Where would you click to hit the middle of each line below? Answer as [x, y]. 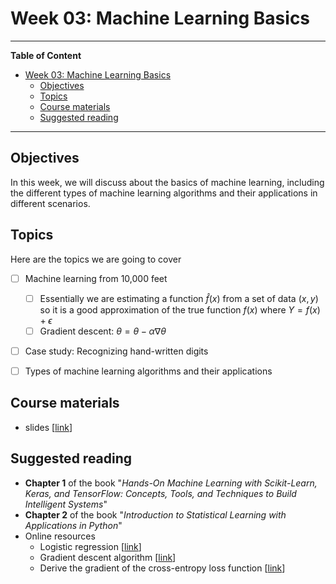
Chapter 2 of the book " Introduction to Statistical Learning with [155, 514]
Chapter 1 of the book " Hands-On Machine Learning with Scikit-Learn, [171, 483]
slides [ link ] [48, 427]
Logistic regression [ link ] [90, 546]
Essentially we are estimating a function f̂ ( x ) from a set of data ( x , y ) [179, 298]
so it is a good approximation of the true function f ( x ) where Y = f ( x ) [180, 309]
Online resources [60, 536]
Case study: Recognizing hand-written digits [116, 351]
